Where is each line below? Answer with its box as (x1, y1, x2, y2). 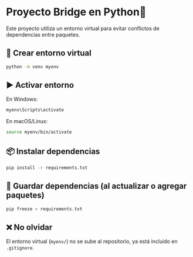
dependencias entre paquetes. (6, 31, 80, 38)
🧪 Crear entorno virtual (6, 48, 92, 58)
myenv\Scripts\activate (6, 107, 65, 113)
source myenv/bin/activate (6, 129, 72, 135)
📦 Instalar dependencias (6, 146, 100, 156)
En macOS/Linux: (6, 118, 48, 125)
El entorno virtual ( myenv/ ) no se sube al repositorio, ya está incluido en (6, 238, 178, 245)
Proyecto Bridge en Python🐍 (6, 5, 147, 19)
